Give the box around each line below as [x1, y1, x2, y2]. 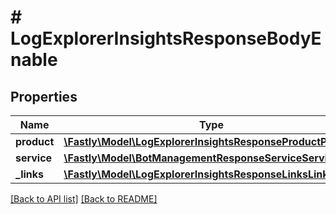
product [15, 135, 55, 148]
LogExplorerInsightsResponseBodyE [10, 27, 322, 50]
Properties [10, 88, 78, 105]
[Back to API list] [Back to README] [10, 193, 158, 205]
